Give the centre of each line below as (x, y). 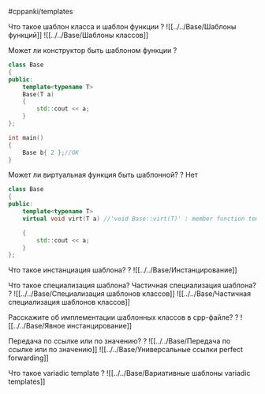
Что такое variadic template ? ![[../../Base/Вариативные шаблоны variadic (129, 373)
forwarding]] (28, 358)
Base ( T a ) (39, 94)
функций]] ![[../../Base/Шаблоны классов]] (78, 35)
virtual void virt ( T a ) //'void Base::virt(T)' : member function (134, 219)
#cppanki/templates (41, 11)
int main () (26, 137)
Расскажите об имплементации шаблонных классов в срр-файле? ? (123, 317)
